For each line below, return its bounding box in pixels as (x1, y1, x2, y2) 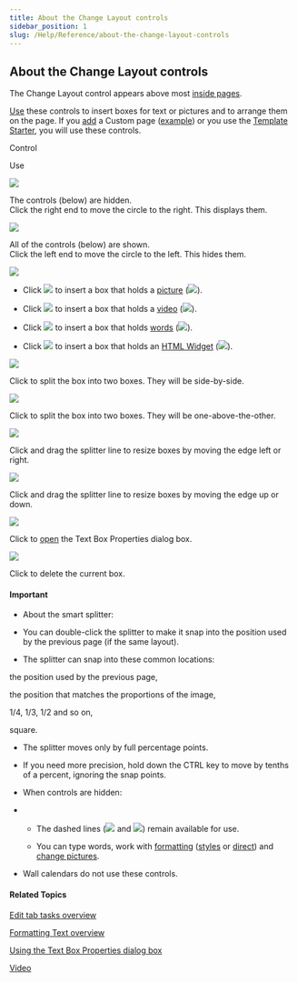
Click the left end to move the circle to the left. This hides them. (9, 249, 247, 260)
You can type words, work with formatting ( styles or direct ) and (35, 841, 274, 852)
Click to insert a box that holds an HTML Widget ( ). (22, 341, 233, 352)
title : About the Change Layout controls (9, 13, 169, 23)
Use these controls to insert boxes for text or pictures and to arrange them (9, 105, 288, 116)
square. (9, 725, 38, 736)
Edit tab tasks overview (9, 909, 97, 920)
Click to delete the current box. (9, 568, 125, 579)
